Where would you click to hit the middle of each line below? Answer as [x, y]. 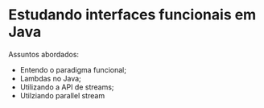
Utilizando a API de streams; [67, 87]
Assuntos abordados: [43, 54]
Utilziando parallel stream [62, 95]
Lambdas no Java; [51, 78]
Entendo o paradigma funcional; [73, 69]
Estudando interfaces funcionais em [132, 15]
